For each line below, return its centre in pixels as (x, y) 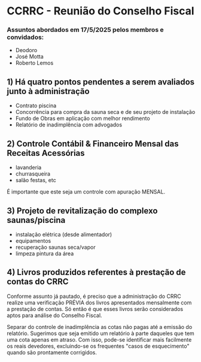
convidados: (25, 37)
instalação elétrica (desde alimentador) (64, 234)
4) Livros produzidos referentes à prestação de (96, 272)
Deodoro (26, 50)
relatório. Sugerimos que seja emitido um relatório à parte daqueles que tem (101, 333)
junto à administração (48, 91)
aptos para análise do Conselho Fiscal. (54, 315)
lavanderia (28, 168)
